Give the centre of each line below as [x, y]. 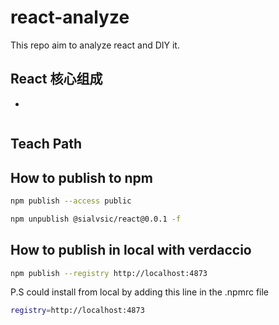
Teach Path [46, 144]
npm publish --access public [71, 201]
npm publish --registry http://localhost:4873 [109, 273]
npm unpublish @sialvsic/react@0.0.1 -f [96, 219]
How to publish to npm [81, 177]
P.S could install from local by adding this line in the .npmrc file [140, 292]
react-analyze [70, 17]
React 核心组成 [56, 79]
